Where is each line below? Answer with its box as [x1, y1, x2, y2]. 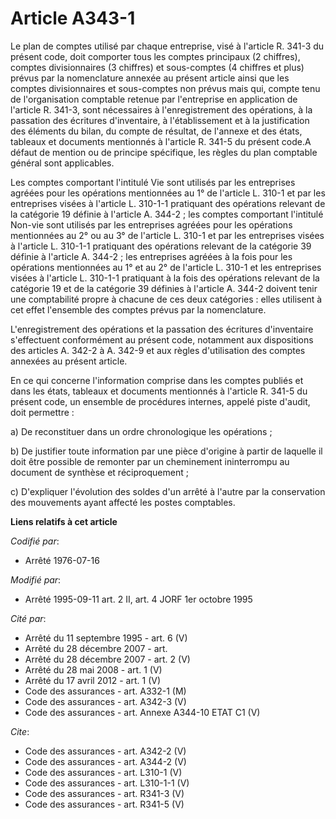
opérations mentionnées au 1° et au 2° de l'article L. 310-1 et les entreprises [10, 261, 322, 273]
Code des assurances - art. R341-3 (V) [24, 787, 185, 799]
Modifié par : [10, 573, 62, 586]
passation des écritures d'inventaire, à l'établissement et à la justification [10, 114, 310, 126]
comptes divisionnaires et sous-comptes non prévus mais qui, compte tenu [10, 82, 321, 94]
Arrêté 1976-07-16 [24, 554, 100, 566]
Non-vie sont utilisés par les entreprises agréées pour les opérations [10, 218, 293, 231]
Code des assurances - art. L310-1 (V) [24, 766, 183, 778]
